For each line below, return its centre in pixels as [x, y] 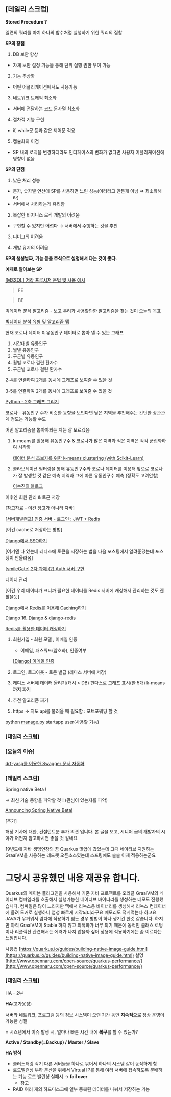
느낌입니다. [16, 938]
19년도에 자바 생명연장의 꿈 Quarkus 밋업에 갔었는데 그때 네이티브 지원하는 [80, 849]
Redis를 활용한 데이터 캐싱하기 [36, 628]
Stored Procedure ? [26, 21]
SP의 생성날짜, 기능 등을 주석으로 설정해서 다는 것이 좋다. [61, 258]
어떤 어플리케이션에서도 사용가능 [45, 87]
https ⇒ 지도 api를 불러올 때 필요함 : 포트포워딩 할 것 [65, 711]
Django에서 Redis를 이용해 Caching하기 [46, 608]
